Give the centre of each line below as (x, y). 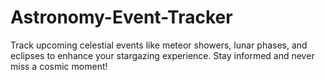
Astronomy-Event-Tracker (121, 17)
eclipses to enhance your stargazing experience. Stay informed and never (162, 55)
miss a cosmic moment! (59, 66)
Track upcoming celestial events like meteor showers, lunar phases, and (159, 45)
